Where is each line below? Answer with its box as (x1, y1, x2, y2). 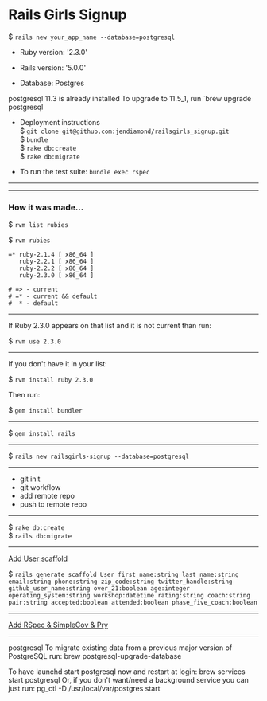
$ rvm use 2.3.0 (8, 336, 61, 346)
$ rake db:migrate (19, 151, 81, 161)
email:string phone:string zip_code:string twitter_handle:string (8, 578, 233, 586)
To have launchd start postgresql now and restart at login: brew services (8, 667, 246, 676)
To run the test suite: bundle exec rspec (19, 166, 150, 176)
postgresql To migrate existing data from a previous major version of (8, 643, 233, 652)
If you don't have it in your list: (8, 359, 107, 369)
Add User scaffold (8, 554, 68, 563)
